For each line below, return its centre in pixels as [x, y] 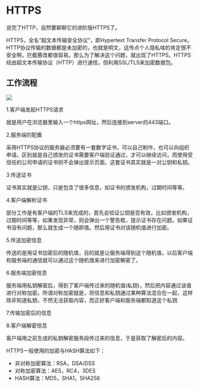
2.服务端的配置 [24, 135]
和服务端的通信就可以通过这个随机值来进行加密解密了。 [73, 260]
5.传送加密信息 [24, 240]
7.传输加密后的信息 [29, 313]
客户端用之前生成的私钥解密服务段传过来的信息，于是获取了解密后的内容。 [97, 338]
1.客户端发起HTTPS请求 [35, 109]
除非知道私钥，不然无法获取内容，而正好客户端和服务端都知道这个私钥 [92, 300]
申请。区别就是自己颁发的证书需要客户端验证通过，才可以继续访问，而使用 [97, 154]
